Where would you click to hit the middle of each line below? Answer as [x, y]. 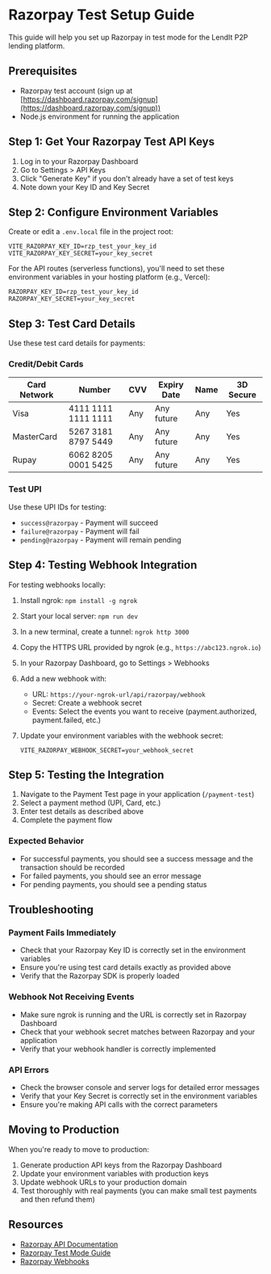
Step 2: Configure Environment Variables [114, 212]
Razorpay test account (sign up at [76, 90]
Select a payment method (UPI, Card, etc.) [90, 803]
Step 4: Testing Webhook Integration [103, 566]
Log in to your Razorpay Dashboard [79, 161]
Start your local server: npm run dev [79, 616]
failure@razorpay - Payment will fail [79, 531]
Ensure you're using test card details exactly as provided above [125, 967]
